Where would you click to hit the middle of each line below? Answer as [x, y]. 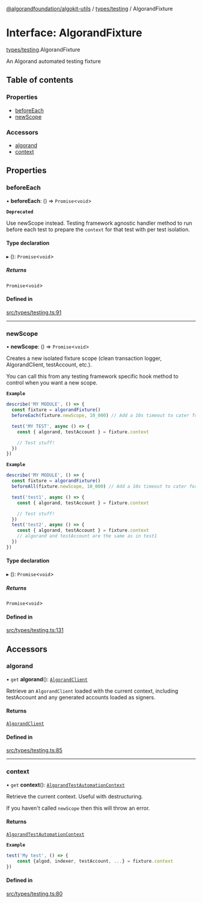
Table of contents [40, 80]
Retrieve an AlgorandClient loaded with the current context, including [92, 691]
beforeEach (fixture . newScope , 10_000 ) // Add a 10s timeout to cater [100, 416]
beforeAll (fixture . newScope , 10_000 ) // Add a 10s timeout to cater [99, 487]
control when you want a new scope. [52, 383]
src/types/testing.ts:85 [35, 750]
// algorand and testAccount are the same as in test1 [87, 536]
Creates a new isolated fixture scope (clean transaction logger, [84, 358]
